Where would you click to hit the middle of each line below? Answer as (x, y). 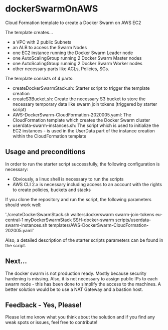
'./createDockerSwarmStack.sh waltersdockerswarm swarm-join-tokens (80, 214)
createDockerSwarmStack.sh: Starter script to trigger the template (81, 88)
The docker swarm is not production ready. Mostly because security (76, 273)
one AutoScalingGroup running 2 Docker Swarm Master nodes (77, 58)
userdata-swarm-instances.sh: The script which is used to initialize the (86, 125)
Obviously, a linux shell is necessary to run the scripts (68, 179)
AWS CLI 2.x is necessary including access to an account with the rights (87, 184)
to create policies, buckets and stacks (52, 190)
